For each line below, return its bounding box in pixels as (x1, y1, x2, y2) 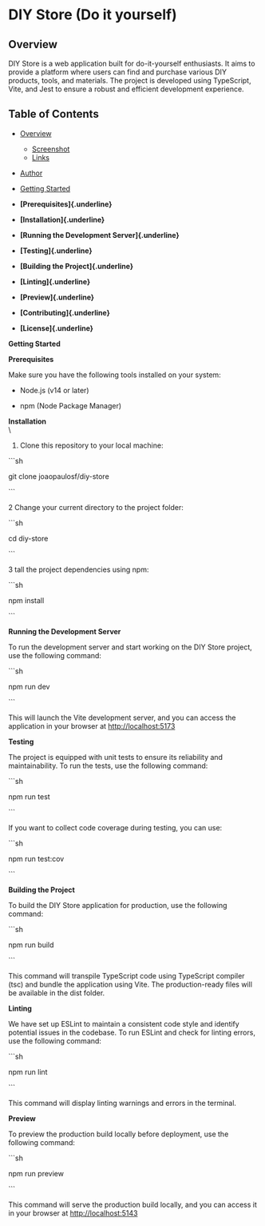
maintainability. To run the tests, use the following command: (8, 761, 208, 770)
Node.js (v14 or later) (19, 385, 89, 395)
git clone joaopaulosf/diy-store (8, 471, 109, 481)
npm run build (8, 939, 54, 950)
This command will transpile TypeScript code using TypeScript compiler (8, 971, 245, 980)
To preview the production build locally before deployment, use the (8, 1129, 229, 1139)
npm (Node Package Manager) (19, 400, 122, 410)
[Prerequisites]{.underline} (19, 199, 113, 209)
